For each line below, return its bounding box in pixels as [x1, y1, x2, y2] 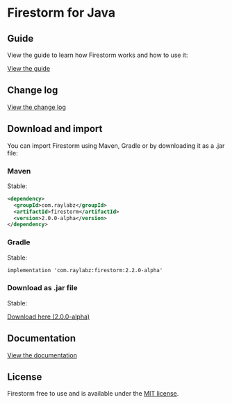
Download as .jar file [7, 283, 78, 293]
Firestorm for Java [7, 5, 116, 21]
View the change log [7, 103, 66, 111]
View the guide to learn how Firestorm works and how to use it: [7, 51, 188, 59]
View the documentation [7, 351, 78, 359]
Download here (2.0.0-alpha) [7, 312, 90, 321]
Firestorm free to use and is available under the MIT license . [7, 389, 179, 398]
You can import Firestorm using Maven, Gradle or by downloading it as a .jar [7, 141, 225, 150]
